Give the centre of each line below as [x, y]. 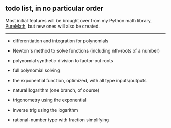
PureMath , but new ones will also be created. [53, 26]
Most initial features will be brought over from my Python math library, [78, 20]
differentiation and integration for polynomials [61, 41]
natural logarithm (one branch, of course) [56, 90]
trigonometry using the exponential [49, 100]
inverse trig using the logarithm [45, 110]
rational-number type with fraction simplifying [61, 120]
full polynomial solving [36, 70]
